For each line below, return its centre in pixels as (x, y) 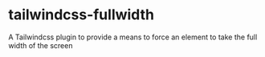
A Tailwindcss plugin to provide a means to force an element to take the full (133, 37)
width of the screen (41, 45)
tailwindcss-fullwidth (82, 15)
